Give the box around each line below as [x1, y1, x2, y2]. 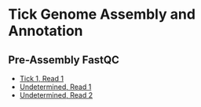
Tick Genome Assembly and [8, 5, 196, 23]
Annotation [8, 22, 84, 40]
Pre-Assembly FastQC [8, 53, 120, 66]
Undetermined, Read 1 [19, 82, 92, 91]
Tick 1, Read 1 [19, 74, 64, 83]
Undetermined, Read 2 [19, 91, 93, 99]
